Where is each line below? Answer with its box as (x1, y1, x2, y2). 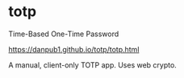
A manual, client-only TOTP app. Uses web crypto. (8, 60, 178, 70)
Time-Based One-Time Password (8, 29, 119, 39)
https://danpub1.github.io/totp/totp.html (8, 44, 140, 54)
